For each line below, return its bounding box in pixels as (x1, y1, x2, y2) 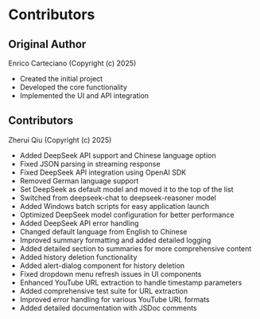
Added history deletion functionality (19, 252, 138, 262)
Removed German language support (19, 175, 139, 185)
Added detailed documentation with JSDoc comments (19, 303, 197, 313)
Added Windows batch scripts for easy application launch (19, 201, 210, 211)
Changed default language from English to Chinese (19, 226, 188, 236)
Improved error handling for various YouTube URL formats (19, 294, 210, 304)
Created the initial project (19, 74, 103, 83)
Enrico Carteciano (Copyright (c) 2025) (8, 58, 137, 68)
